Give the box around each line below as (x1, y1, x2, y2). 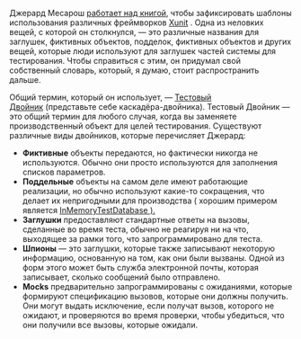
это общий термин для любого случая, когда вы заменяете (9, 112, 237, 121)
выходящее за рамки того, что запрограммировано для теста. (22, 234, 263, 244)
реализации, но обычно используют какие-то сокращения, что (22, 186, 265, 196)
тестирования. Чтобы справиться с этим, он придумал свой (9, 56, 241, 66)
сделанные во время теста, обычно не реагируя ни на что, (22, 224, 249, 235)
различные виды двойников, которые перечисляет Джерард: (9, 130, 246, 140)
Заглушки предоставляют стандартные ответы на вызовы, (22, 215, 250, 225)
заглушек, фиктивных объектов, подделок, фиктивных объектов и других (9, 36, 292, 47)
